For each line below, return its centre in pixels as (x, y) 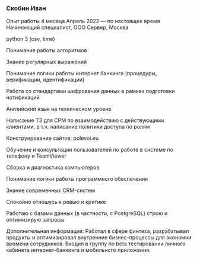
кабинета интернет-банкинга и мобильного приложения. (78, 250)
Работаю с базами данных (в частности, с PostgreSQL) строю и (87, 213)
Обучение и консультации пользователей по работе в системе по (90, 150)
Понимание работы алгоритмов (47, 50)
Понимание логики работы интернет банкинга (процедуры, (82, 73)
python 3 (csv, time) (31, 39)
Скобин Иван (26, 8)
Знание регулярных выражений (47, 62)
